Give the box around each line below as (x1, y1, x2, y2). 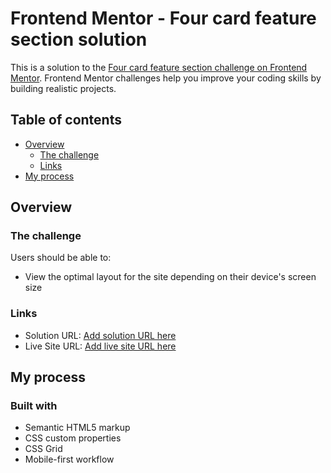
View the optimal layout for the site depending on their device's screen (24, 271, 317, 283)
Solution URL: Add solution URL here (24, 329, 177, 341)
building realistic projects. (10, 82, 117, 94)
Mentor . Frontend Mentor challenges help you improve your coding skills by (10, 72, 322, 84)
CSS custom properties (24, 432, 122, 444)
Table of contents (10, 112, 122, 129)
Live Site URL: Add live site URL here (24, 340, 177, 352)
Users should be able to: (10, 252, 112, 264)
